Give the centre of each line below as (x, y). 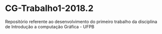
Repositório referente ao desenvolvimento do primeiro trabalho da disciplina (81, 22)
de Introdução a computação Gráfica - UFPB (50, 26)
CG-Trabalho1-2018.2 (49, 8)
